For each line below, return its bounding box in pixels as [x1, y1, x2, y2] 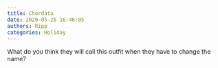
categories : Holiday [7, 29, 67, 36]
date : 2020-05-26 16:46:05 [7, 16, 85, 23]
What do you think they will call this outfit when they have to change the [7, 48, 211, 56]
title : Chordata [7, 10, 54, 17]
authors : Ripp [7, 22, 48, 29]
